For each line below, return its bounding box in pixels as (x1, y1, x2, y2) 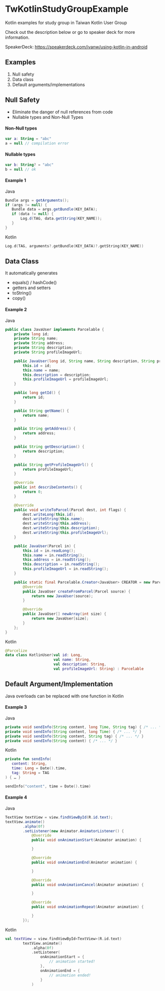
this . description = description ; (23, 372, 91, 377)
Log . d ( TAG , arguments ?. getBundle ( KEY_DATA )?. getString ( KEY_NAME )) (5, 243, 144, 248)
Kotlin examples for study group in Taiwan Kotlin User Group (5, 20, 127, 26)
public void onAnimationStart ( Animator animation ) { (31, 838, 141, 843)
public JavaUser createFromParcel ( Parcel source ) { (23, 589, 131, 594)
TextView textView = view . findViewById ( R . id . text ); (5, 815, 113, 820)
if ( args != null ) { (5, 202, 48, 207)
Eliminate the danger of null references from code (12, 109, 113, 115)
